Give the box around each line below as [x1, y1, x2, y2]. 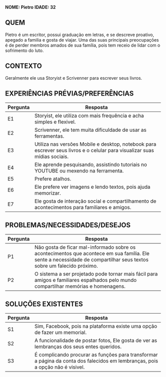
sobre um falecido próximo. [34, 263, 98, 269]
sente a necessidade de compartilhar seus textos [34, 256, 149, 263]
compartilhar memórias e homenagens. [34, 283, 126, 290]
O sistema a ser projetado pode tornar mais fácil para [34, 270, 158, 277]
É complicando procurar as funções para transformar [34, 351, 158, 358]
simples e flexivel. [34, 118, 76, 125]
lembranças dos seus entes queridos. [34, 343, 122, 350]
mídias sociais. [34, 153, 69, 160]
